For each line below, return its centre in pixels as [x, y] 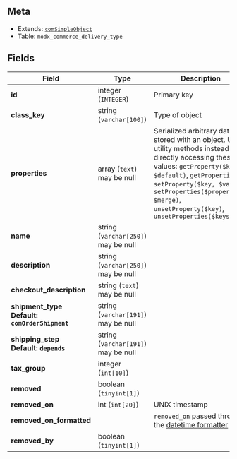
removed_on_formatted [51, 420]
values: [166, 166]
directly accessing [184, 157]
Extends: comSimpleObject [55, 28]
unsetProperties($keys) [194, 216]
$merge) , [168, 199]
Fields [21, 58]
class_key [28, 114]
